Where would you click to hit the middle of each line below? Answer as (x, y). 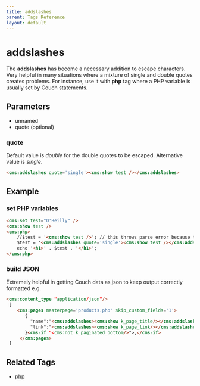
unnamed (26, 121)
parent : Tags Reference (36, 17)
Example (23, 191)
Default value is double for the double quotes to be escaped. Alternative (95, 155)
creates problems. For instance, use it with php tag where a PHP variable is (99, 82)
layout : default (26, 23)
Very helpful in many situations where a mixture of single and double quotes (99, 75)
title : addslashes (29, 12)
